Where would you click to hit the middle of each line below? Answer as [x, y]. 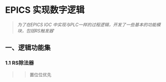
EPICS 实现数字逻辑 [45, 10]
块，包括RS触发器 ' [36, 30]
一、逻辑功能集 [28, 48]
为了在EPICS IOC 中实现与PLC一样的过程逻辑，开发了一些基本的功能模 [89, 25]
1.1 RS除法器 [20, 63]
